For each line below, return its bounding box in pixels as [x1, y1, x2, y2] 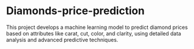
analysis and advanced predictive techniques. [6, 36, 119, 43]
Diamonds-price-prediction [6, 4, 145, 18]
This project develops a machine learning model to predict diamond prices [6, 24, 188, 31]
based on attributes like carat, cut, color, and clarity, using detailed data [6, 30, 182, 37]
